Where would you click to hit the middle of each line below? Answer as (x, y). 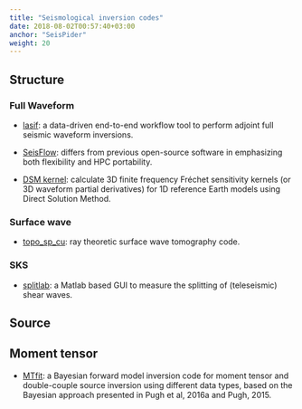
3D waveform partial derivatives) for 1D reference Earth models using (151, 189)
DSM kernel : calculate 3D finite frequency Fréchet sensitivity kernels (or (156, 179)
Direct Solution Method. (66, 198)
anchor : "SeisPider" (48, 34)
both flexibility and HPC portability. (87, 162)
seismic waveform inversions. (78, 134)
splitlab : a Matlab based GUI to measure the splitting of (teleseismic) (150, 285)
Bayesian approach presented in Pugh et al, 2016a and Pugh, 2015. (147, 395)
